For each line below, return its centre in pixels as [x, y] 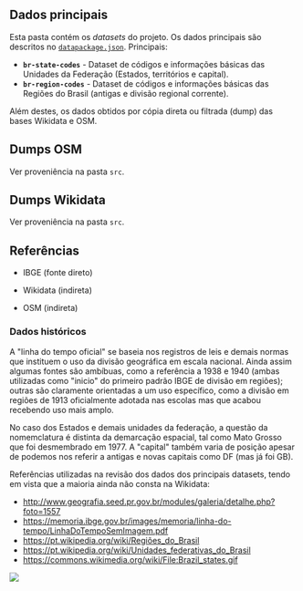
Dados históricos [48, 332]
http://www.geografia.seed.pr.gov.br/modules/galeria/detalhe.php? [149, 502]
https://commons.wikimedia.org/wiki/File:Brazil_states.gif [131, 559]
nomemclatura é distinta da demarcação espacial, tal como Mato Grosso [146, 437]
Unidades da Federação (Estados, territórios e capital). [125, 74]
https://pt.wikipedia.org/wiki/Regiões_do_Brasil [111, 540]
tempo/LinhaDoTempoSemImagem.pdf [95, 530]
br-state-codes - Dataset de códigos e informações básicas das [144, 64]
